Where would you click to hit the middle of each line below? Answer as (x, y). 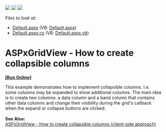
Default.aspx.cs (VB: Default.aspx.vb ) (51, 33)
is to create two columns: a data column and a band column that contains (80, 98)
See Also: (15, 119)
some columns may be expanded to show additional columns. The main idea (83, 92)
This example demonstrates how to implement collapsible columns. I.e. (78, 87)
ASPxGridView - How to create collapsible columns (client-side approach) (81, 124)
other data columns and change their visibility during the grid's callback (79, 103)
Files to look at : (21, 18)
